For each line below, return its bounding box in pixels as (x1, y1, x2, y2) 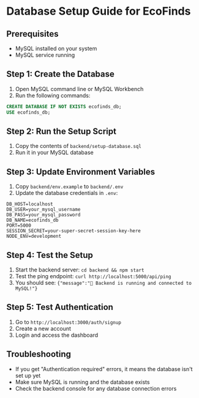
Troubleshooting (6, 349, 72, 359)
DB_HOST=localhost (6, 201, 53, 207)
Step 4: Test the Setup (6, 249, 94, 260)
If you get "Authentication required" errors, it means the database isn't (15, 365, 193, 372)
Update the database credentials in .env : (15, 190, 118, 197)
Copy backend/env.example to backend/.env (15, 183, 124, 190)
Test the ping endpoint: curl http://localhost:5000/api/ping (15, 273, 171, 279)
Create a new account (15, 325, 72, 332)
